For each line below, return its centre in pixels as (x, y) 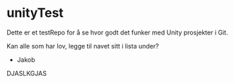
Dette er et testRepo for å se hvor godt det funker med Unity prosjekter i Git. (117, 32)
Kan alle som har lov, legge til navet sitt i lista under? (83, 46)
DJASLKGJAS (27, 73)
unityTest (35, 13)
